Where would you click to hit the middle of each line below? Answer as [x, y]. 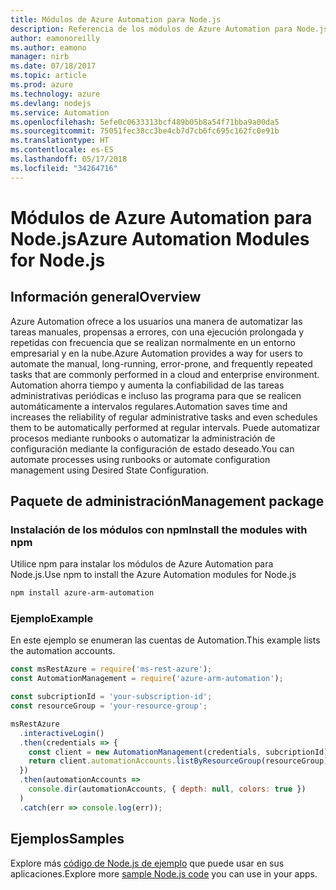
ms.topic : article [48, 76]
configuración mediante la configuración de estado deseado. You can [152, 448]
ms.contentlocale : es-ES [62, 150]
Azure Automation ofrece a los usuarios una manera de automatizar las [156, 321]
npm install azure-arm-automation [82, 593]
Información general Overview [106, 297]
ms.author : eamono [48, 47]
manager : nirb [40, 57]
